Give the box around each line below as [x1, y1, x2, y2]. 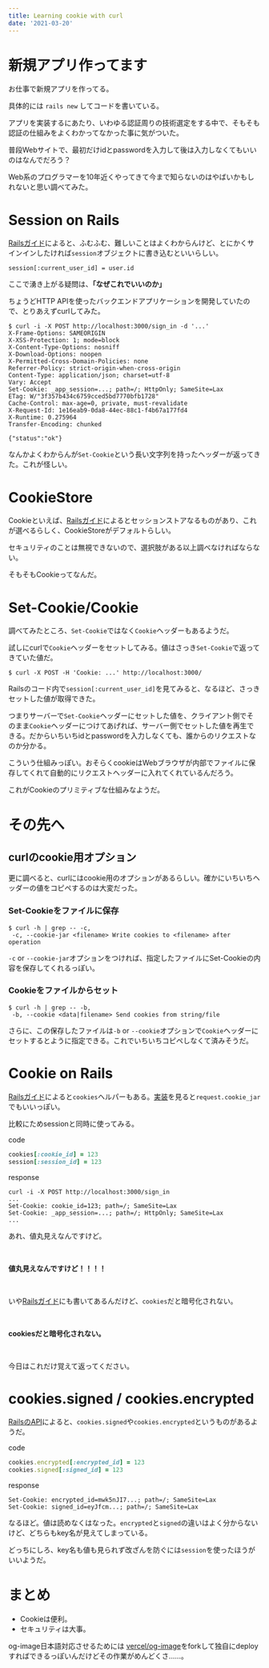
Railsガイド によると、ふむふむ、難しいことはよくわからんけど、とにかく [8, 238, 248, 248]
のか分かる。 [8, 741, 50, 751]
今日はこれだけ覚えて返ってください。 [8, 1361, 134, 1371]
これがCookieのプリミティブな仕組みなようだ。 [8, 785, 164, 795]
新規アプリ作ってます [8, 56, 148, 75]
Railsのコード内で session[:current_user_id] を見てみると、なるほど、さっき [8, 684, 260, 694]
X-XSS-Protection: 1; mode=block [8, 336, 120, 344]
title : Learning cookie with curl [8, 11, 124, 20]
